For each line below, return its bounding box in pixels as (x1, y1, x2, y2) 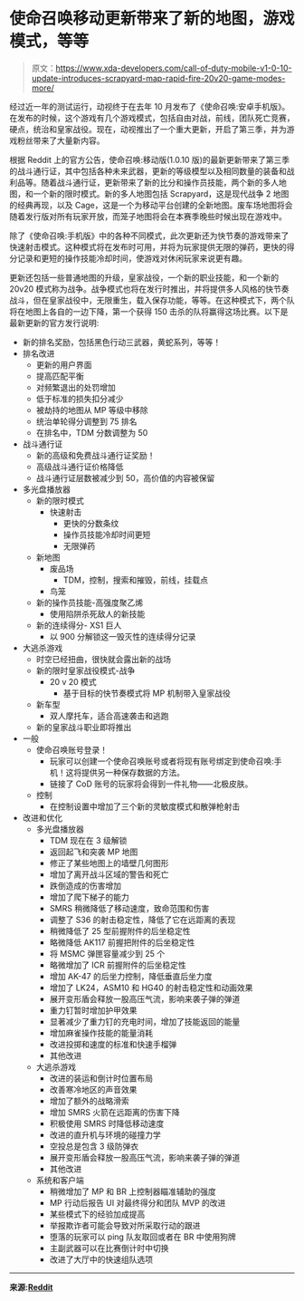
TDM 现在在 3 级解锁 (49, 834, 128, 845)
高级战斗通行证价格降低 (35, 461, 124, 472)
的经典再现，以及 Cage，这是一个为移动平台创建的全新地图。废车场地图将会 (9, 199, 293, 210)
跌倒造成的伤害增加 (49, 880, 122, 891)
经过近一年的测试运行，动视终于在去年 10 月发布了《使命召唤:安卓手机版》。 (9, 101, 290, 111)
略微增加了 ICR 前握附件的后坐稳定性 (49, 959, 187, 970)
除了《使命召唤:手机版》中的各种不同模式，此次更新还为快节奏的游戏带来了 (9, 230, 290, 241)
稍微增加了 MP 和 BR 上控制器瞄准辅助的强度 (49, 1186, 216, 1197)
